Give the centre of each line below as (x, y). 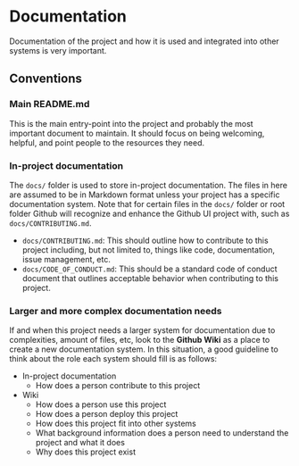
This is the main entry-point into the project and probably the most (131, 123)
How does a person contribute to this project (118, 386)
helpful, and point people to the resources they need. (107, 142)
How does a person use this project (101, 404)
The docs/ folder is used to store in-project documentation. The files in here (149, 185)
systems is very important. (58, 50)
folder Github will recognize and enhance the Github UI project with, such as (149, 213)
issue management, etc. (66, 259)
